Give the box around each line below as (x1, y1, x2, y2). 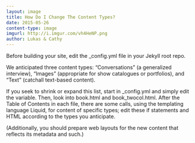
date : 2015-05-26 (6, 19, 49, 25)
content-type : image (6, 25, 58, 31)
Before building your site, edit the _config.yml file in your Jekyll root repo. (6, 53, 186, 59)
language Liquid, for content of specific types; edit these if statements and (6, 107, 189, 113)
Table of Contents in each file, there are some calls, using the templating (6, 100, 184, 107)
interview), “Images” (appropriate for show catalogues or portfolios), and (6, 70, 185, 77)
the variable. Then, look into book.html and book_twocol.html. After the (6, 94, 180, 101)
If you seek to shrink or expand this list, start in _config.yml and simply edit (6, 88, 189, 95)
